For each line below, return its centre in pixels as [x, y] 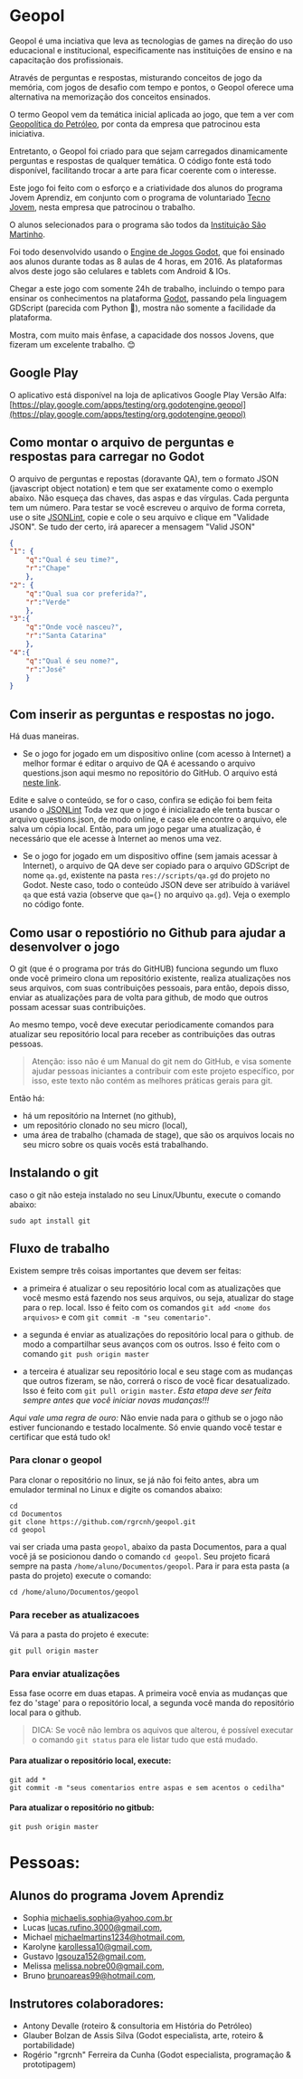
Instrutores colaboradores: [87, 2004]
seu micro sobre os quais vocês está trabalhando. [115, 1144]
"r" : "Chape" [48, 568]
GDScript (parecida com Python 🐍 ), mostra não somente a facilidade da [142, 308]
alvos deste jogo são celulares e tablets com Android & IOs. [120, 271]
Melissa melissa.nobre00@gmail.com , [93, 1966]
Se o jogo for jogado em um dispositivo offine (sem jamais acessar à [150, 856]
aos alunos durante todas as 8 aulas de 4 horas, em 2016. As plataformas [146, 261]
